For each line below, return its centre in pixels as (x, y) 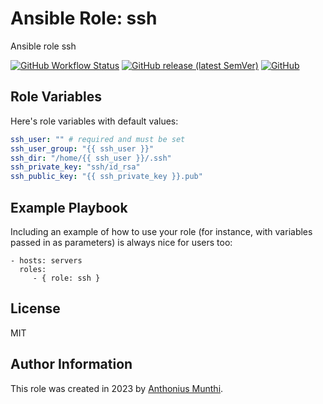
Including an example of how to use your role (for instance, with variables (161, 231)
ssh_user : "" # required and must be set (98, 139)
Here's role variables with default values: (94, 121)
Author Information (71, 364)
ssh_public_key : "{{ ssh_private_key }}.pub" (106, 177)
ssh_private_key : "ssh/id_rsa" (75, 167)
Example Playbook (69, 207)
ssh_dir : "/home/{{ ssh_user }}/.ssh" (91, 158)
